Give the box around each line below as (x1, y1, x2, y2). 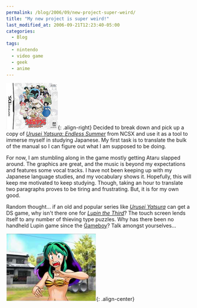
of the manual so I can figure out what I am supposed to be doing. (6, 142, 166, 150)
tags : (6, 41, 19, 47)
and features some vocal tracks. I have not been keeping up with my (6, 166, 172, 173)
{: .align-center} (96, 295, 135, 302)
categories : (6, 28, 35, 34)
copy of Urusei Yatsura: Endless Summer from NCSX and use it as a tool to (6, 130, 188, 137)
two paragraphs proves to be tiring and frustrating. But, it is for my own (6, 185, 179, 192)
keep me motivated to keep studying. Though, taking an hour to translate (6, 179, 183, 186)
